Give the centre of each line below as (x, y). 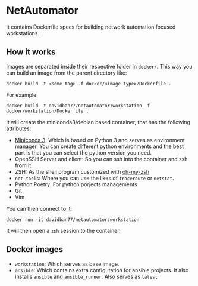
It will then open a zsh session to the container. (63, 230)
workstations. (23, 33)
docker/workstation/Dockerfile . (48, 111)
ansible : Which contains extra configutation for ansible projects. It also (102, 270)
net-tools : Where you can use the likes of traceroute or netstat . (94, 178)
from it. (23, 165)
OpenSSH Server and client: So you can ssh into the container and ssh (101, 159)
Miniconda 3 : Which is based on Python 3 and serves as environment (100, 140)
